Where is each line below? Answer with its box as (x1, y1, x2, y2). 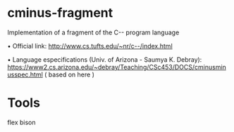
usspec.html (7, 70, 44, 79)
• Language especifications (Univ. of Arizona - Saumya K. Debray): (7, 55, 202, 64)
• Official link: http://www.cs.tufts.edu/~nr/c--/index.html (7, 41, 173, 50)
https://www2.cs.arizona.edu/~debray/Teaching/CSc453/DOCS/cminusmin (7, 62, 227, 71)
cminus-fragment (7, 5, 113, 21)
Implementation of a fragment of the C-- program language (7, 28, 180, 37)
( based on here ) (44, 70, 95, 79)
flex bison (7, 118, 37, 126)
